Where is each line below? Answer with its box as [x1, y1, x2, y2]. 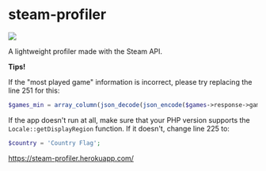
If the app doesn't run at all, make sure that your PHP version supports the [8, 115, 251, 124]
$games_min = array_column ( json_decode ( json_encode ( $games [8, 101, 207, 108]
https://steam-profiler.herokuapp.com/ [8, 153, 135, 163]
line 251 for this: [8, 85, 60, 95]
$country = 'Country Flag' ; [8, 139, 101, 147]
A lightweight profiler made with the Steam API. [8, 46, 163, 56]
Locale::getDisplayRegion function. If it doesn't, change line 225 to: [8, 123, 230, 133]
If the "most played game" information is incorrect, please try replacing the [8, 77, 253, 86]
